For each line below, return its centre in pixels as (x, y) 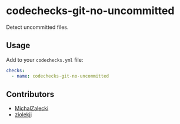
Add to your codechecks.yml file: (45, 59)
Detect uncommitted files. (37, 27)
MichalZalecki (31, 108)
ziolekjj (23, 115)
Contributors (30, 94)
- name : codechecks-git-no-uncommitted (60, 76)
